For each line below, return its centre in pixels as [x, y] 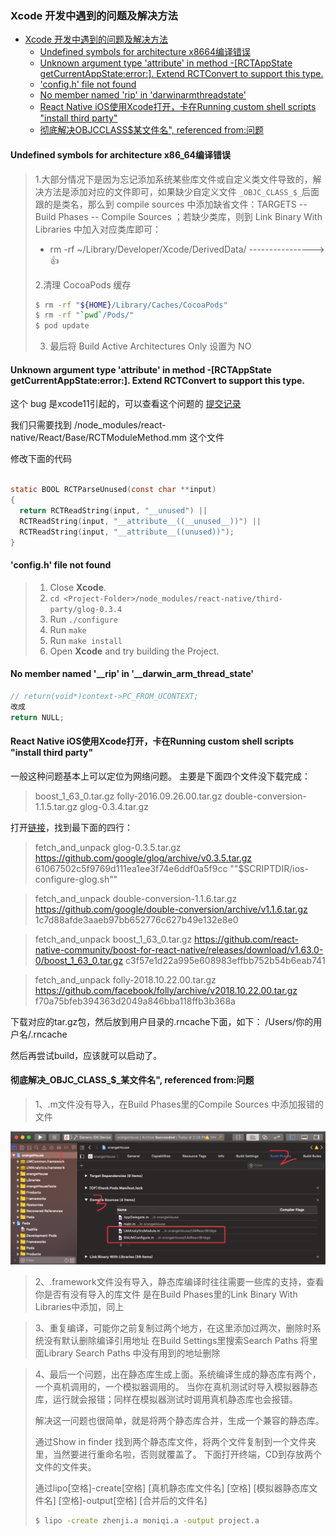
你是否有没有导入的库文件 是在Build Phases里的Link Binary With [166, 1294]
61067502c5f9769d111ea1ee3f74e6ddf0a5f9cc [131, 868]
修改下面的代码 [41, 459]
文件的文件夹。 [65, 1467]
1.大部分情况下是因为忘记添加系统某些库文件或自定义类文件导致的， [173, 179]
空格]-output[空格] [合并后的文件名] [134, 1501]
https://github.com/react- [246, 939]
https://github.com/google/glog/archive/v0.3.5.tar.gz [143, 858]
